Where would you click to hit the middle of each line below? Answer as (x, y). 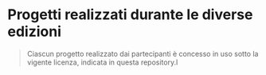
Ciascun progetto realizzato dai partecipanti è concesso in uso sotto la (143, 53)
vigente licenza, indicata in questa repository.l (102, 62)
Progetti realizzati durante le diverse (130, 15)
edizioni (34, 32)
